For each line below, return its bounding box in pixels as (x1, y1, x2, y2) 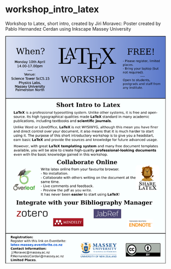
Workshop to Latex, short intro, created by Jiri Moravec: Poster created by (5, 20, 161, 26)
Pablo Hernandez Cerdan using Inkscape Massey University (5, 25, 131, 32)
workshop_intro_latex (5, 4, 99, 15)
